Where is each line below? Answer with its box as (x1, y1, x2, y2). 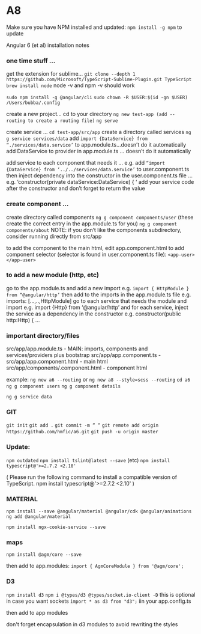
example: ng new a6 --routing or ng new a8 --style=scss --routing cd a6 (6, 376, 191, 383)
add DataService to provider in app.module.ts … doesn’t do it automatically (6, 148, 191, 155)
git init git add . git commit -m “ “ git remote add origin (6, 422, 159, 428)
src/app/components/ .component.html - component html (6, 364, 148, 371)
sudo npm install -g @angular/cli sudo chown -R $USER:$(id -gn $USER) (6, 94, 188, 101)
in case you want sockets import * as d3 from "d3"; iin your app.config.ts (6, 597, 191, 605)
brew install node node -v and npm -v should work (6, 82, 135, 89)
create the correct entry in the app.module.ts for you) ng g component (6, 220, 177, 227)
